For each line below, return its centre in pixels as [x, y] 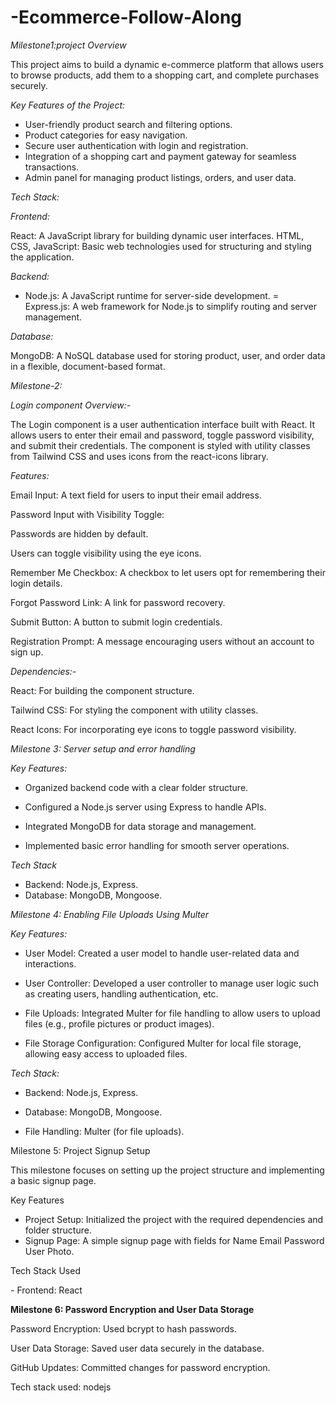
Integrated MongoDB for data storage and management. [140, 826]
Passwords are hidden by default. [79, 533]
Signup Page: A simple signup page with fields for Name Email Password [174, 1240]
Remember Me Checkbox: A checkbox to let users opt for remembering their [168, 572]
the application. [42, 257]
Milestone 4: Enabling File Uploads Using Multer [110, 914]
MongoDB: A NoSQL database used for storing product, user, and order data [168, 355]
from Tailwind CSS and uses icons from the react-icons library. [139, 456]
